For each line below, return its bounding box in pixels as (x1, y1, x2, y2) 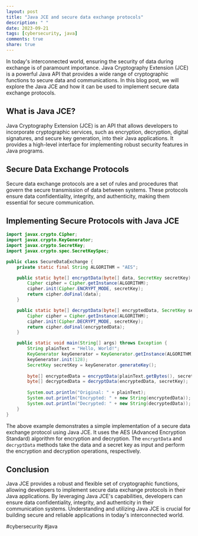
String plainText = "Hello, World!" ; (27, 346, 120, 352)
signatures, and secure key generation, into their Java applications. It (6, 134, 174, 142)
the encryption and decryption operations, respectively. (6, 447, 141, 454)
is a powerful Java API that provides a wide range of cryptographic (6, 70, 169, 77)
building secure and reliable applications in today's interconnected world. (6, 512, 184, 519)
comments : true (6, 36, 44, 42)
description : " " (6, 20, 49, 25)
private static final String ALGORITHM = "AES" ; (16, 264, 138, 270)
